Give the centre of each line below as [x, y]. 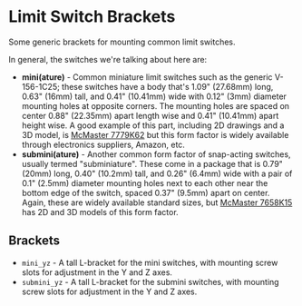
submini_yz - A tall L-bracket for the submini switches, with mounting [150, 281]
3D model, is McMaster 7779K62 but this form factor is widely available [155, 134]
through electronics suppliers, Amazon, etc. [103, 144]
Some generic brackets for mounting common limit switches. [122, 42]
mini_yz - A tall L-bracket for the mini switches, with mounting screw [150, 262]
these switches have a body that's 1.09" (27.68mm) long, [167, 86]
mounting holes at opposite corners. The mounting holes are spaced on [156, 105]
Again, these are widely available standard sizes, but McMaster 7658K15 [157, 202]
